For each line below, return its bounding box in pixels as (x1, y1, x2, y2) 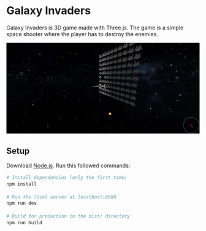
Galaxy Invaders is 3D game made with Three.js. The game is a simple (6, 24, 184, 31)
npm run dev (6, 200, 37, 206)
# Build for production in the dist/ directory (6, 213, 131, 219)
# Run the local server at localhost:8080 (6, 194, 116, 200)
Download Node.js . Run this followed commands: (6, 162, 131, 169)
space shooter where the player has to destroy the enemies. (6, 30, 158, 37)
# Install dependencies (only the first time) (6, 174, 128, 181)
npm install (6, 181, 37, 187)
